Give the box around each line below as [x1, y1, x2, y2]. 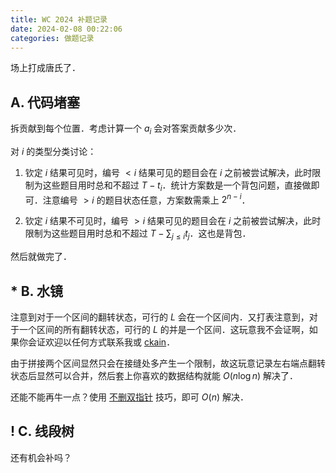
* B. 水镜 [10, 282, 63, 300]
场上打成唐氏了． [10, 62, 81, 74]
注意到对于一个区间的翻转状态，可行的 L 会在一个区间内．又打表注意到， [10, 311, 310, 323]
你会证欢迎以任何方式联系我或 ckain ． [18, 336, 176, 348]
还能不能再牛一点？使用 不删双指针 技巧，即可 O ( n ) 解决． [10, 391, 249, 403]
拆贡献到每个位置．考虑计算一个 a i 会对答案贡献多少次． [10, 122, 242, 136]
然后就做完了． [10, 251, 72, 263]
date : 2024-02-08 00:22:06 [10, 24, 123, 34]
